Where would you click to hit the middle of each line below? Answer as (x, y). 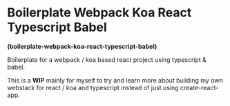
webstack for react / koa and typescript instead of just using (93, 87)
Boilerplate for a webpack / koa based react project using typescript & (107, 59)
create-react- (199, 87)
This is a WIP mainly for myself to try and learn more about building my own (115, 80)
